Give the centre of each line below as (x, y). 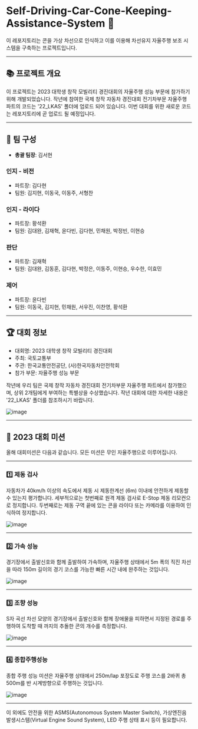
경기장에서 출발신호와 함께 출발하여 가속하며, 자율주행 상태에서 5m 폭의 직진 (93, 562)
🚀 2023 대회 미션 (36, 437)
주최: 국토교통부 (33, 358)
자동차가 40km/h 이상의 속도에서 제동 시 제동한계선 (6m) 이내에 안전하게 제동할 (98, 491)
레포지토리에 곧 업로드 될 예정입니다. (54, 114)
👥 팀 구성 (21, 140)
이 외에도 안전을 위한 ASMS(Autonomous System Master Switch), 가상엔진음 (96, 712)
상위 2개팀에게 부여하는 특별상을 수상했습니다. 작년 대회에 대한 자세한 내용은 (101, 392)
